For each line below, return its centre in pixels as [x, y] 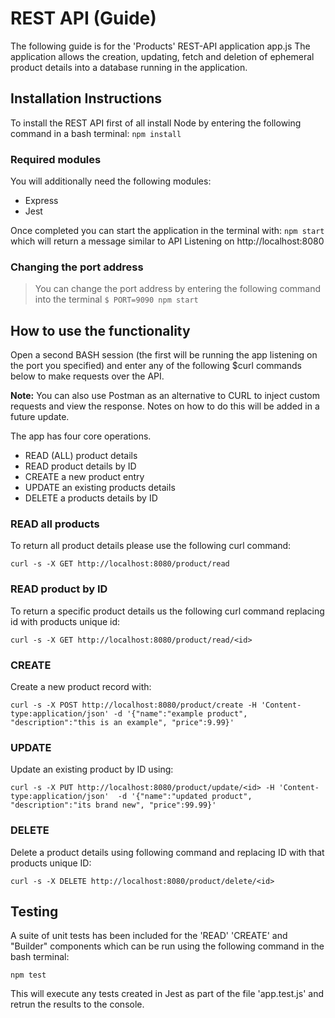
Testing [34, 912]
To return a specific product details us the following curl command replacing [167, 611]
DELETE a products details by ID [91, 498]
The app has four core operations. [81, 436]
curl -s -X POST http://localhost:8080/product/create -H [133, 705]
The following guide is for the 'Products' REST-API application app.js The [160, 46]
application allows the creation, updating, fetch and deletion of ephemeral [162, 56]
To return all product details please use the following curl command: [151, 546]
